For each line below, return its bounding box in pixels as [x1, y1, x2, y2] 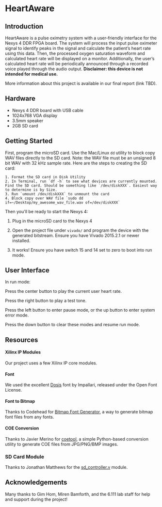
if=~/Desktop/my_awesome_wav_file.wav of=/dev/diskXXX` [5, 200, 120, 205]
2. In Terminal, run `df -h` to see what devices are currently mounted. [5, 179, 158, 184]
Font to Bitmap [5, 398, 35, 404]
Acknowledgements [5, 478, 67, 487]
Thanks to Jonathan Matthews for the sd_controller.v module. [5, 464, 128, 470]
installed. [12, 238, 31, 243]
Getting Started [5, 137, 53, 145]
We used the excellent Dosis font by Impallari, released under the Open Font [5, 382, 158, 388]
